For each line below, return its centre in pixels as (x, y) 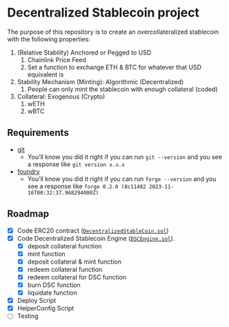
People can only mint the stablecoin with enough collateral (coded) (123, 89)
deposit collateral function (64, 246)
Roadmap (28, 214)
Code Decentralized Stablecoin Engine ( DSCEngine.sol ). (96, 238)
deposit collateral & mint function (74, 261)
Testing (28, 316)
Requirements (38, 133)
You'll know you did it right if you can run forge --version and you (122, 179)
